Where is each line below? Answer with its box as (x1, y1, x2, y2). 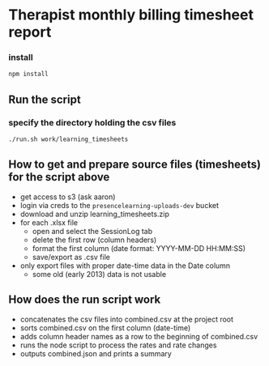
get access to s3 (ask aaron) (19, 192, 116, 202)
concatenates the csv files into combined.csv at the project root (19, 314, 233, 324)
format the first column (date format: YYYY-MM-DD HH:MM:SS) (32, 243, 246, 253)
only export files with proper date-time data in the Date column (19, 261, 231, 270)
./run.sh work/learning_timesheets (8, 135, 129, 143)
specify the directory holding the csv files (8, 117, 177, 128)
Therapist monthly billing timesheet (8, 6, 254, 24)
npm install (8, 70, 49, 79)
